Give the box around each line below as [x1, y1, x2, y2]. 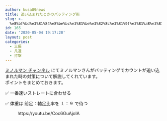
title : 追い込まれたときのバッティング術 [5, 12, 80, 17]
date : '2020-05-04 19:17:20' [5, 30, 66, 35]
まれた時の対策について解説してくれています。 [5, 74, 100, 80]
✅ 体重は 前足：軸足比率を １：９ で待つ [5, 101, 88, 107]
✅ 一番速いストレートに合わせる [5, 90, 71, 96]
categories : [5, 40, 30, 44]
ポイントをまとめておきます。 [5, 80, 66, 85]
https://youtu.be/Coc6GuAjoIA [17, 111, 80, 117]
